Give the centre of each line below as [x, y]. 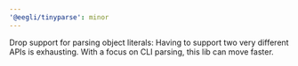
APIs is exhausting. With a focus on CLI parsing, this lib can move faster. [141, 51]
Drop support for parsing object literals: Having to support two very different [149, 42]
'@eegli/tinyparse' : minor [59, 17]
